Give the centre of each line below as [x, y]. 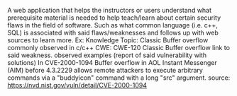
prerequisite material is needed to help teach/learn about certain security [114, 18]
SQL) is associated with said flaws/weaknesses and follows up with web [113, 32]
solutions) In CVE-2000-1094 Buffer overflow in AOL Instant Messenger [112, 62]
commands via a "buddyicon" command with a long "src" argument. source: [119, 78]
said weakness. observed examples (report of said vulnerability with [107, 55]
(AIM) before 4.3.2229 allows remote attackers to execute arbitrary [105, 70]
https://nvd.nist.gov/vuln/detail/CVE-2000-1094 [77, 85]
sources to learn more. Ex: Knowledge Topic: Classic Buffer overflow [108, 40]
